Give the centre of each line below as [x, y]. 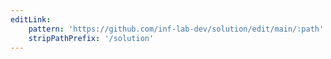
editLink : [31, 19]
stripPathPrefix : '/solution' [91, 38]
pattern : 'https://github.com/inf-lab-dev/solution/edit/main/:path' [176, 29]
